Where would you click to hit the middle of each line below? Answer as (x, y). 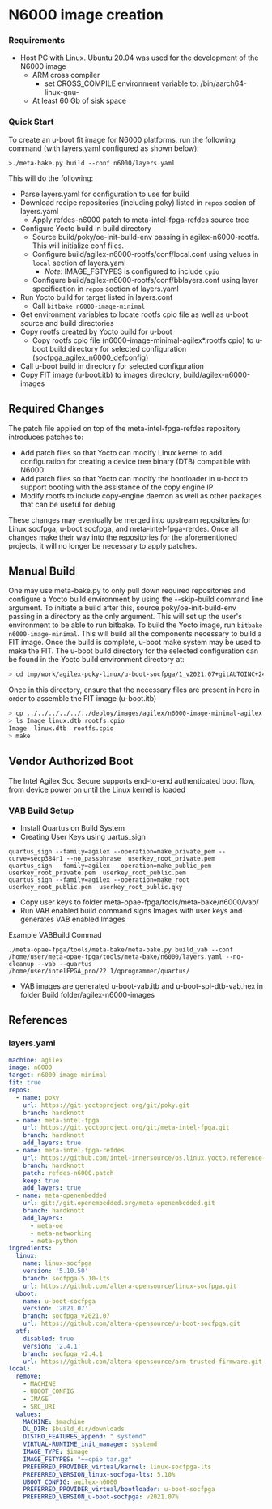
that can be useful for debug (68, 504)
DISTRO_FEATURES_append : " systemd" (85, 1437)
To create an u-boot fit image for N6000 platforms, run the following (122, 139)
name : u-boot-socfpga (59, 1301)
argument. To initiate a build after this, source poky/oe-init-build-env (123, 608)
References (38, 1020)
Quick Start (31, 122)
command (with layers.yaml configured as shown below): (104, 148)
